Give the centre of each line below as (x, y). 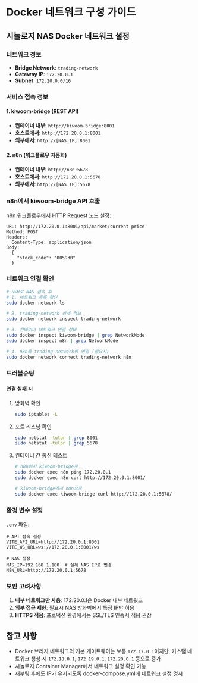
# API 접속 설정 (24, 537)
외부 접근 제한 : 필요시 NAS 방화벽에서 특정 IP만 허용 (75, 608)
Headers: (17, 237)
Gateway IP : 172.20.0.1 (44, 74)
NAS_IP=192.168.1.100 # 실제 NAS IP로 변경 (59, 565)
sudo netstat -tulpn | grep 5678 (56, 443)
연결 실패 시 (20, 389)
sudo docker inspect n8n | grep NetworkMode (62, 341)
